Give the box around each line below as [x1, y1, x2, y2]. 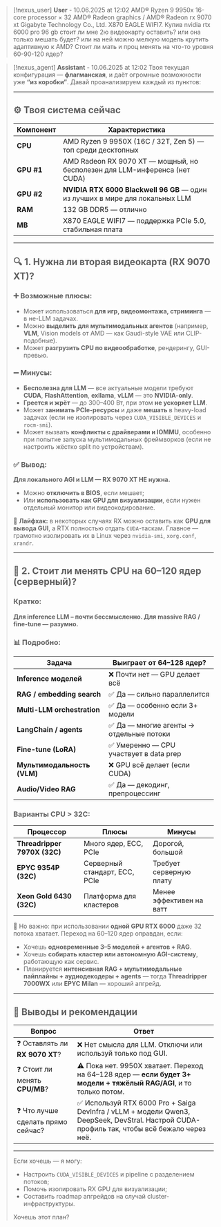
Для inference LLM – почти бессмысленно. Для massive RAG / [12, 612, 201, 621]
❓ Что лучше [16, 1105, 59, 1115]
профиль [77, 1124, 106, 1134]
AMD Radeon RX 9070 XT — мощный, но [62, 156, 198, 166]
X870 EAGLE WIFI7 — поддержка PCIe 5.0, [62, 215, 206, 225]
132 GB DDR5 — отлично [62, 204, 147, 214]
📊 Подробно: [12, 637, 61, 647]
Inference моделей [16, 674, 82, 684]
